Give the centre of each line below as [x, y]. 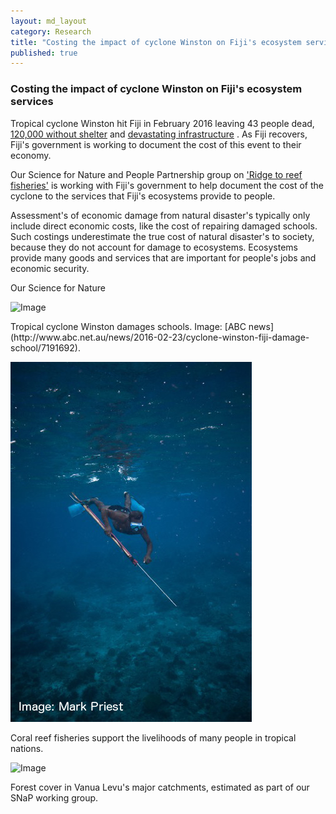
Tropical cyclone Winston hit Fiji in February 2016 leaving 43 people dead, [162, 123]
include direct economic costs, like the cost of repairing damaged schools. [164, 226]
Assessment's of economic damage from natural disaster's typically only [160, 215]
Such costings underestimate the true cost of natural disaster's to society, [162, 236]
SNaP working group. [54, 797]
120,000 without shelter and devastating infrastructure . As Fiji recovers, [159, 134]
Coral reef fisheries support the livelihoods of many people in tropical [153, 737]
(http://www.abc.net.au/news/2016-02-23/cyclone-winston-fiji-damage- [160, 337]
